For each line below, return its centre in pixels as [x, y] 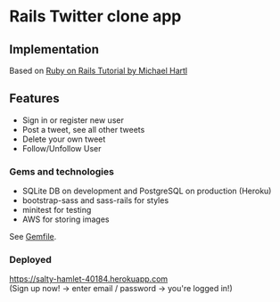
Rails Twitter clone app [95, 16]
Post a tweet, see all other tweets [83, 129]
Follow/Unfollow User [62, 148]
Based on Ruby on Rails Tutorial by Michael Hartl [99, 70]
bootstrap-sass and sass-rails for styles [95, 200]
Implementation [54, 49]
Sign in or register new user [73, 120]
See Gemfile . [33, 237]
